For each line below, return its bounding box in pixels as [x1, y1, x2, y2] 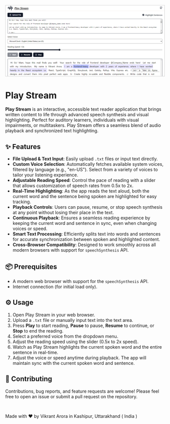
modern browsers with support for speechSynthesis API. [12, 247, 129, 253]
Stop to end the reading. [12, 327, 64, 334]
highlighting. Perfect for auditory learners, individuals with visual [5, 117, 139, 123]
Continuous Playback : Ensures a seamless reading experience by [12, 215, 150, 221]
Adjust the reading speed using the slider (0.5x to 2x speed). [12, 339, 139, 345]
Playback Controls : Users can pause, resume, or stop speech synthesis [12, 204, 163, 210]
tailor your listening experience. [12, 172, 79, 178]
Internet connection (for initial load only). [12, 284, 97, 290]
